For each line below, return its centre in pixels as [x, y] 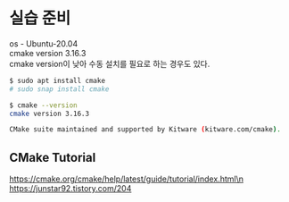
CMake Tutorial [53, 157]
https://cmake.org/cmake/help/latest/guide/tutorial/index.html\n [126, 179]
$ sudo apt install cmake [57, 80]
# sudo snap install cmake [59, 89]
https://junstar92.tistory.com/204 [70, 189]
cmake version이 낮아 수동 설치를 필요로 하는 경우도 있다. [110, 63]
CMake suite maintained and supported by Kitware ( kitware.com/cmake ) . [145, 130]
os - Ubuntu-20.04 [44, 43]
